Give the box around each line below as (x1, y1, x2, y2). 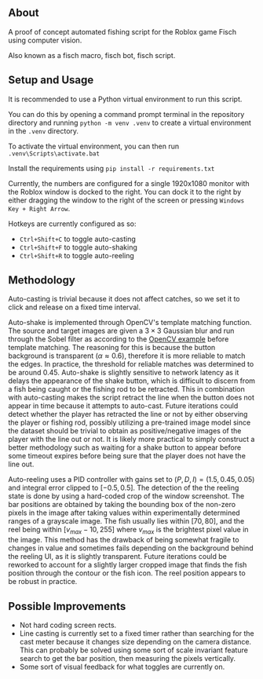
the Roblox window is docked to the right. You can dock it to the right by (8, 187, 242, 196)
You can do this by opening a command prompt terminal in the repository (8, 109, 245, 119)
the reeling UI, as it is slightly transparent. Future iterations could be (8, 552, 228, 561)
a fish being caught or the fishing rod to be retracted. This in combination (8, 385, 246, 394)
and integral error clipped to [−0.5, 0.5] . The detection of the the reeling (8, 483, 239, 493)
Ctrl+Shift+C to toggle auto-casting (19, 234, 136, 243)
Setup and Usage (8, 74, 94, 87)
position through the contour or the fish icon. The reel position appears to (8, 568, 246, 578)
